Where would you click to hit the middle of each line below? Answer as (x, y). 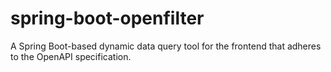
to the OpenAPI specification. (71, 56)
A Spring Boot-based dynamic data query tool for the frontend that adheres (166, 46)
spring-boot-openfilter (107, 18)
